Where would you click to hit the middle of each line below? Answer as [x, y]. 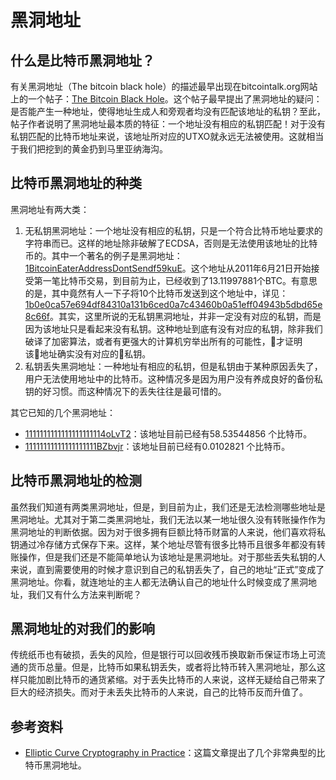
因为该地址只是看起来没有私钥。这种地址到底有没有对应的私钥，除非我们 [173, 328]
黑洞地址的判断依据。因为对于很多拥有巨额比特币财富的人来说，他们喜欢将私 [168, 532]
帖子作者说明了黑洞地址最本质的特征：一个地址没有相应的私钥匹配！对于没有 [168, 124]
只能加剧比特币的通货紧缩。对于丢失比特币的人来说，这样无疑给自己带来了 [172, 680]
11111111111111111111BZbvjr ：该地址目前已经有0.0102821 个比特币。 [157, 446]
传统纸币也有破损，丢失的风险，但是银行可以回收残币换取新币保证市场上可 [163, 655]
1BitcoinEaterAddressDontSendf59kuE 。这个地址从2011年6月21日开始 [168, 268]
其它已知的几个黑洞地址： [63, 412]
